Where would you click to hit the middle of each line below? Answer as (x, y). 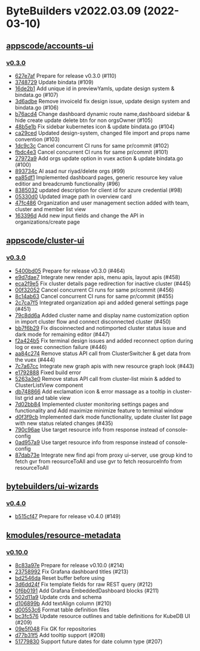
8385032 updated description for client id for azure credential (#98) (99, 190)
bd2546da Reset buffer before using (60, 577)
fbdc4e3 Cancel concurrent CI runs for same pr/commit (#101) (91, 152)
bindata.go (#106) (37, 107)
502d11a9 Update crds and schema (58, 597)
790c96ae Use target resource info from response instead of (90, 429)
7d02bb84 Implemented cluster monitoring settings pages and (92, 404)
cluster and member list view (50, 209)
